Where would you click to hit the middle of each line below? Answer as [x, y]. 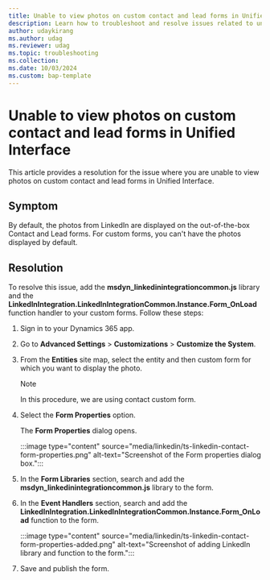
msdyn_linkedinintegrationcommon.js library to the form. [117, 487]
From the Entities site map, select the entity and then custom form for [135, 360]
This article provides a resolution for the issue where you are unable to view [134, 172]
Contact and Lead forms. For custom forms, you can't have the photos [125, 234]
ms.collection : [34, 61]
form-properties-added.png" [68, 545]
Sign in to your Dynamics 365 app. [77, 329]
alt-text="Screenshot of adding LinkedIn [184, 545]
